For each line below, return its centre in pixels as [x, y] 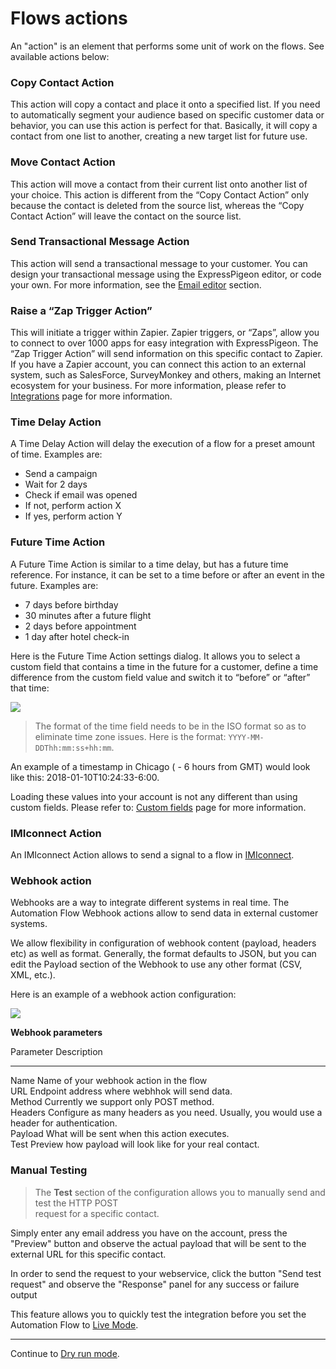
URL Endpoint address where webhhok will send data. [121, 1091]
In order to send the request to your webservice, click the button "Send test [166, 1273]
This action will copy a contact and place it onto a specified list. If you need [165, 104]
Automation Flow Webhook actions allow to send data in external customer [164, 913]
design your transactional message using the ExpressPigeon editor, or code [166, 274]
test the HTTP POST [76, 1203]
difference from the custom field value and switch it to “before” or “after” [160, 677]
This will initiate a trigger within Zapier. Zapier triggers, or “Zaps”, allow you [165, 333]
